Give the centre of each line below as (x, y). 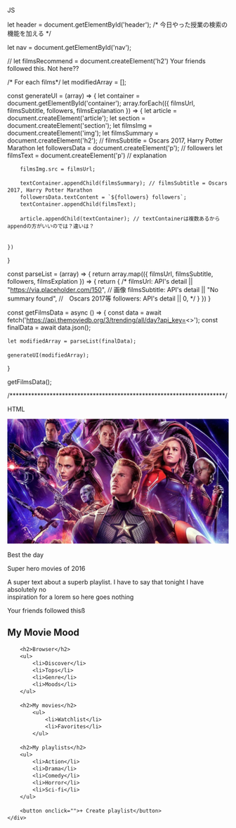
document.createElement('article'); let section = (77, 118)
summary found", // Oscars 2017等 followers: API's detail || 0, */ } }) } (109, 298)
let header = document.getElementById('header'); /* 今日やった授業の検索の (118, 25)
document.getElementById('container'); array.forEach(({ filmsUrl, (101, 103)
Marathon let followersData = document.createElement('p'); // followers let (115, 148)
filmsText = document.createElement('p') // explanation (87, 155)
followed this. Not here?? (43, 68)
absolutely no (27, 589)
